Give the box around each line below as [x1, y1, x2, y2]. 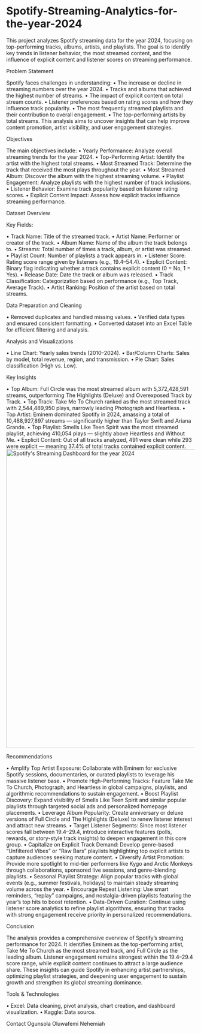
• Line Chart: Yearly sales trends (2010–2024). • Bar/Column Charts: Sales [6, 349, 190, 356]
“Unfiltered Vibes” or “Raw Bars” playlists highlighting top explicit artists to [6, 847, 190, 854]
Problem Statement [6, 67, 54, 74]
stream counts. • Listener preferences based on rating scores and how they [6, 98, 193, 106]
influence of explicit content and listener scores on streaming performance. [6, 56, 193, 63]
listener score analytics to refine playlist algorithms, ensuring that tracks [6, 904, 184, 912]
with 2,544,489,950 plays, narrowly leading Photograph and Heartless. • [6, 404, 185, 411]
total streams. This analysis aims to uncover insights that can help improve [6, 117, 190, 124]
